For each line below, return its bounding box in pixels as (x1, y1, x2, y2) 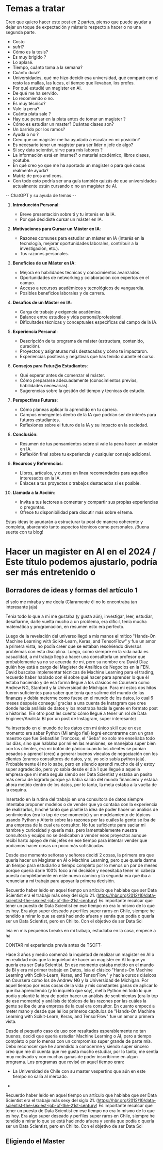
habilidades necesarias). (19, 382, 69, 388)
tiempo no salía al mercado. (12, 1073, 68, 1079)
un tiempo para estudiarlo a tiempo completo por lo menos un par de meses (5, 862, 158, 868)
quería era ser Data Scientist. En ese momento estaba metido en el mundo (5, 962, 154, 968)
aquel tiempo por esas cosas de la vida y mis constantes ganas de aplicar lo (5, 982, 158, 988)
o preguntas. (19, 504, 46, 510)
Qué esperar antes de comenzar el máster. (19, 372, 105, 378)
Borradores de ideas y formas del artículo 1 (5, 586, 138, 594)
